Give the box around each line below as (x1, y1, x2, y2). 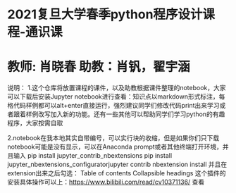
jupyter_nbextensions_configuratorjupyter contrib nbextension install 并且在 (7, 160, 228, 169)
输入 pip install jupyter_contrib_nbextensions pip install (13, 151, 173, 160)
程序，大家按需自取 (7, 119, 63, 127)
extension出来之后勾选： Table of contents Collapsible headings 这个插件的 (7, 169, 227, 178)
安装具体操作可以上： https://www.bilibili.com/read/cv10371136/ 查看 (7, 178, 205, 187)
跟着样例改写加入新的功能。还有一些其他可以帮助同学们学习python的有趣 (13, 110, 225, 118)
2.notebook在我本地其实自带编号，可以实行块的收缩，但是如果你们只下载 (7, 134, 220, 142)
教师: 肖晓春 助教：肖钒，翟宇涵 (7, 59, 190, 75)
